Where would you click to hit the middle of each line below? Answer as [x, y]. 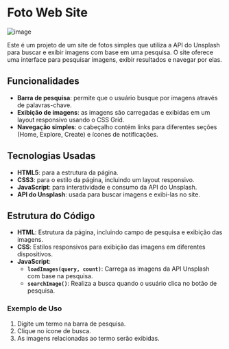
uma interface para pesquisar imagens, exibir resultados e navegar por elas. [115, 59]
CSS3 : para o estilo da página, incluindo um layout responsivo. [106, 179]
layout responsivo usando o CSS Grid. [71, 120]
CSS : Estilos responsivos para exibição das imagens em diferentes [111, 247]
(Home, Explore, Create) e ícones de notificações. [88, 134]
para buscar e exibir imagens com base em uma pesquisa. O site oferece [110, 52]
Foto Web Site [47, 13]
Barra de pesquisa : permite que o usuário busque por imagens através [117, 98]
